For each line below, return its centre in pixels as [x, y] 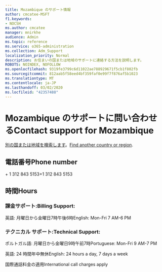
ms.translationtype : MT [30, 78]
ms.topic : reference [26, 42]
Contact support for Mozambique [84, 130]
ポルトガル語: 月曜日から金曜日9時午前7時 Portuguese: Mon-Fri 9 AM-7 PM [81, 243]
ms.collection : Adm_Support [34, 51]
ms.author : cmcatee [25, 28]
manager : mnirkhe [23, 33]
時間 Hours [21, 191]
